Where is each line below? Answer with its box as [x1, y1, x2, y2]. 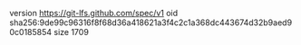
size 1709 [53, 27, 89, 37]
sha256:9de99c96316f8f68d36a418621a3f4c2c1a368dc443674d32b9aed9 [9, 17, 293, 28]
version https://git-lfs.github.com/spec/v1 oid [9, 8, 179, 18]
